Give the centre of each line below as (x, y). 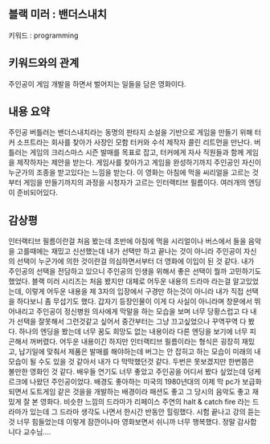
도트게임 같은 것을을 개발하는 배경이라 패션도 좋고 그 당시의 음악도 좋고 (140, 392)
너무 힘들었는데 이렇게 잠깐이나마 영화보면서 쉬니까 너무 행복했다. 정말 (126, 422)
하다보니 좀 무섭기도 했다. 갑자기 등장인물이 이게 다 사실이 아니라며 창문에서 (135, 301)
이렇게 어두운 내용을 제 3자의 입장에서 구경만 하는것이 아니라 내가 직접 (135, 291)
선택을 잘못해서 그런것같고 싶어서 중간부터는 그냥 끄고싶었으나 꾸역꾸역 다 (131, 322)
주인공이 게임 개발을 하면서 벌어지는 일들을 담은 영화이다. (97, 84)
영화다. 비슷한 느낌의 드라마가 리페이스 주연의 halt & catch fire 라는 (145, 402)
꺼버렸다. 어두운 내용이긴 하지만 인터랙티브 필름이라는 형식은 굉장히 (135, 342)
